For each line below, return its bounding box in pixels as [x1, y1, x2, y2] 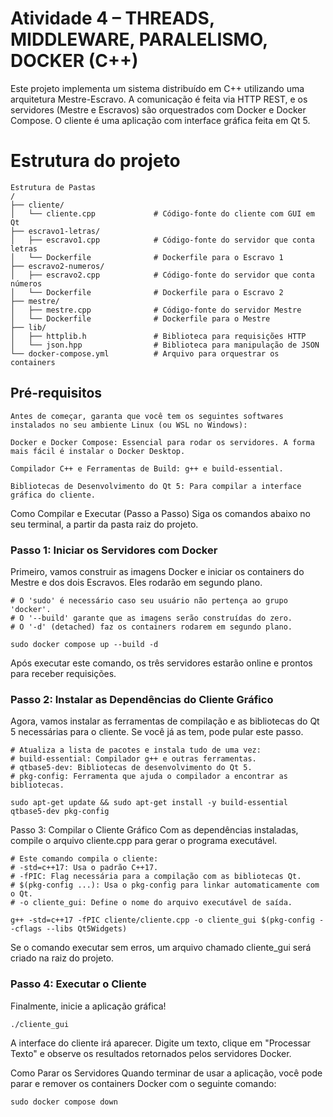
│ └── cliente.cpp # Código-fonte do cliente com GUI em [10, 208, 315, 219]
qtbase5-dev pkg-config [10, 807, 110, 817]
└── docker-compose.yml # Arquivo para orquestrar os [10, 348, 280, 359]
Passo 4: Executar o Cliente [10, 977, 147, 991]
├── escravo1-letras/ [10, 226, 101, 236]
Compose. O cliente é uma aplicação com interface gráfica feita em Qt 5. [10, 114, 311, 126]
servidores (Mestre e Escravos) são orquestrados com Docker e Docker [10, 103, 307, 116]
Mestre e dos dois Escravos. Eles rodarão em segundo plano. [10, 576, 263, 588]
